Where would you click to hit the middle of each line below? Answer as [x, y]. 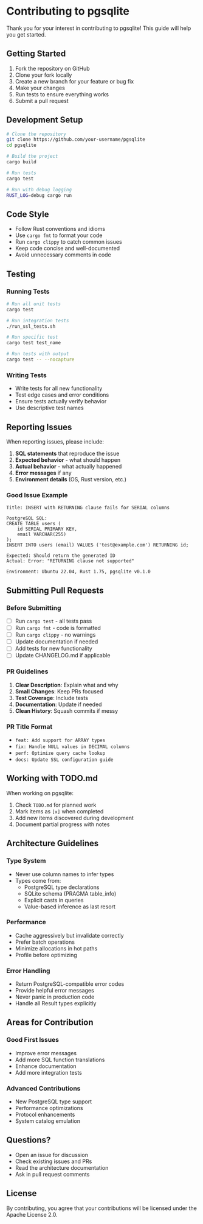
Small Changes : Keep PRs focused [59, 691]
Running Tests [28, 291]
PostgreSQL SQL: [27, 518]
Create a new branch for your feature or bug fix [74, 81]
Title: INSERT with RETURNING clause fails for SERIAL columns [88, 508]
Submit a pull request [42, 101]
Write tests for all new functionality [59, 389]
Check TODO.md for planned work [56, 805]
